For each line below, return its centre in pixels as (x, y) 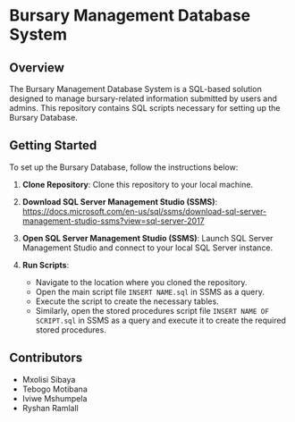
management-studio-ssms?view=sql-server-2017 (114, 221)
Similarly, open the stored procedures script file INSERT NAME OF (152, 310)
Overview (37, 68)
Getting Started (53, 145)
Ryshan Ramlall (50, 408)
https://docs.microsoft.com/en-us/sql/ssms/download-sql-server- (144, 211)
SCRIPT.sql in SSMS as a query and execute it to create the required (160, 320)
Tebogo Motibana (55, 389)
